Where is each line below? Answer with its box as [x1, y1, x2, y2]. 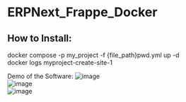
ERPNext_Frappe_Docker [7, 4, 158, 20]
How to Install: [7, 32, 72, 44]
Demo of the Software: [7, 72, 74, 80]
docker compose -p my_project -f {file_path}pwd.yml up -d [7, 51, 180, 59]
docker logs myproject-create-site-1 [7, 58, 113, 67]
